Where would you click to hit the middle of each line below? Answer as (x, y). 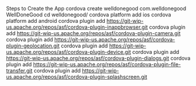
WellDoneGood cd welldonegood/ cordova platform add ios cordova (89, 15)
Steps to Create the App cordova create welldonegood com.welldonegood (96, 8)
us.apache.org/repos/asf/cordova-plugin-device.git (69, 52)
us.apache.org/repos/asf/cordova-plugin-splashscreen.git (77, 77)
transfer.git (19, 70)
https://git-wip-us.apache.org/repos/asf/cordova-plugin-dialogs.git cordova (98, 58)
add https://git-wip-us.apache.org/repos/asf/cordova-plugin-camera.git (93, 33)
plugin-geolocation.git (33, 46)
